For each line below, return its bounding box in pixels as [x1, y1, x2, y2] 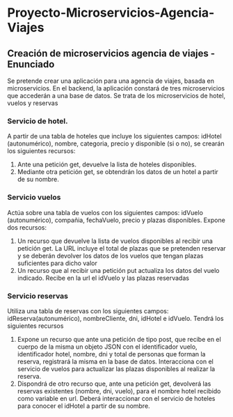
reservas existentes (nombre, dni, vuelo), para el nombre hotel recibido [17, 386, 221, 395]
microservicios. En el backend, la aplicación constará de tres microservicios [7, 84, 225, 92]
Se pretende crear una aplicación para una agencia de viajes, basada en [7, 77, 214, 85]
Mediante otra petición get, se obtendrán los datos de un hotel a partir [17, 168, 219, 176]
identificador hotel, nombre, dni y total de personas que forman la [17, 349, 206, 358]
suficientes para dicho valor [17, 259, 97, 267]
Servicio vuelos [7, 193, 61, 203]
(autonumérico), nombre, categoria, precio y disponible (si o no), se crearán [7, 139, 225, 148]
